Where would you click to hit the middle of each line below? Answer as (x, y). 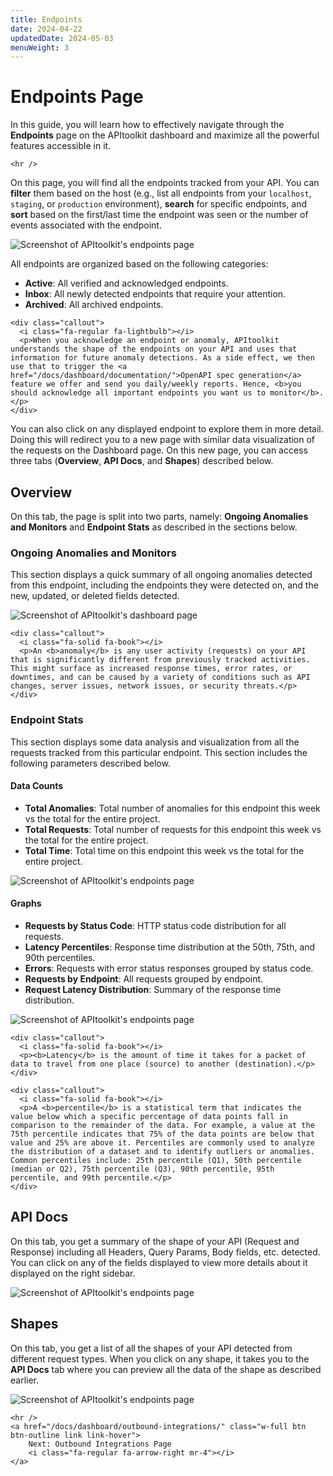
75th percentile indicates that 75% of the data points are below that (162, 1134)
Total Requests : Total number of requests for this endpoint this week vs (173, 829)
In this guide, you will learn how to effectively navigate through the (147, 125)
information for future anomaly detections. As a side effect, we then (162, 358)
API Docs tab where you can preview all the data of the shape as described (166, 1369)
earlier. (25, 1380)
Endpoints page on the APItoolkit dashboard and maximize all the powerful (165, 135)
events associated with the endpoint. (86, 225)
